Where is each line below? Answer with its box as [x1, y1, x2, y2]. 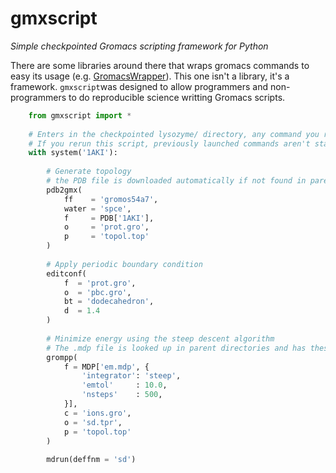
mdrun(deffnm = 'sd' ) [46, 455, 137, 465]
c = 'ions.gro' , [63, 408, 132, 418]
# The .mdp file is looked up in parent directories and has [46, 343, 307, 353]
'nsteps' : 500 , [81, 390, 163, 400]
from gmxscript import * [28, 110, 132, 121]
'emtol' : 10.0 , [81, 380, 168, 391]
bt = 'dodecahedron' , [63, 297, 155, 307]
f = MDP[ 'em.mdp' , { [63, 362, 150, 372]
